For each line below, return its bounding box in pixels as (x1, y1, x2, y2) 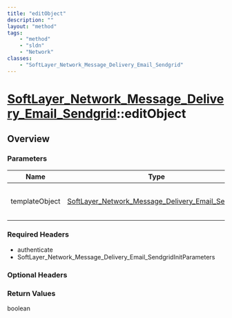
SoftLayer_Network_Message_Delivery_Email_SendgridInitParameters (17, 252, 215, 261)
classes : (7, 55, 32, 62)
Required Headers (7, 230, 69, 239)
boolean (7, 304, 31, 312)
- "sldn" (19, 42, 45, 49)
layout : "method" (7, 23, 57, 30)
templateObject (10, 196, 61, 206)
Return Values (7, 288, 56, 298)
